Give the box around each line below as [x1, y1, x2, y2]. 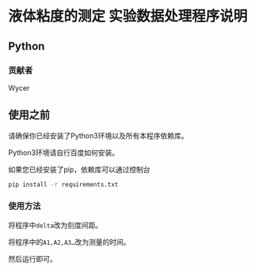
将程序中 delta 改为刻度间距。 [8, 220, 103, 230]
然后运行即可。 [8, 254, 57, 263]
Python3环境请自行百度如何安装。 [8, 148, 120, 157]
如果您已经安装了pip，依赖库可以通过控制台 [8, 165, 150, 174]
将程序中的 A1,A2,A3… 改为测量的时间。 [8, 237, 131, 246]
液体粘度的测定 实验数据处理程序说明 [8, 7, 248, 25]
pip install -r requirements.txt [8, 180, 119, 188]
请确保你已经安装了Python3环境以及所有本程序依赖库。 [8, 130, 188, 140]
